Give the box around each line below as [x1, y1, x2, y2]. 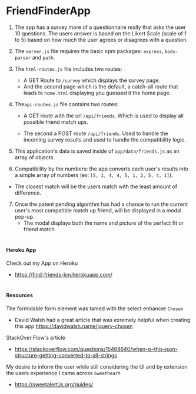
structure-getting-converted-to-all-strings [14, 352, 118, 359]
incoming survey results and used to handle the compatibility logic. [23, 136, 187, 143]
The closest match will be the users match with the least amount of [14, 183, 178, 190]
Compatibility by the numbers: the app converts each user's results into [14, 165, 188, 172]
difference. [14, 189, 41, 196]
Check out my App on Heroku [6, 260, 78, 267]
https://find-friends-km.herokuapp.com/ [14, 271, 113, 278]
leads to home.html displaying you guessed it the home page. [23, 89, 171, 96]
